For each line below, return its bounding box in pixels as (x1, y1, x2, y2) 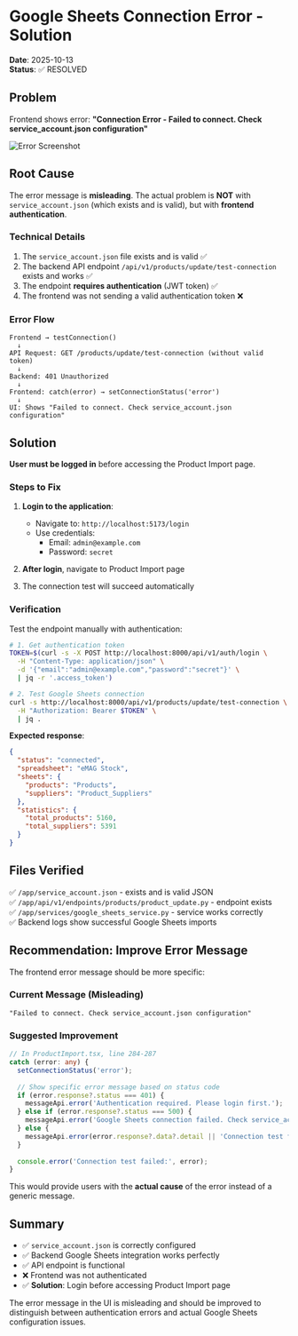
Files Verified (9, 863, 84, 879)
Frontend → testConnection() (9, 333, 117, 343)
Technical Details (9, 231, 86, 243)
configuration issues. (9, 1316, 86, 1327)
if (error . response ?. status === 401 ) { (17, 1091, 165, 1100)
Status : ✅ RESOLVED (9, 64, 88, 75)
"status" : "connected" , (17, 756, 105, 765)
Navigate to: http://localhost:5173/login (35, 518, 190, 529)
